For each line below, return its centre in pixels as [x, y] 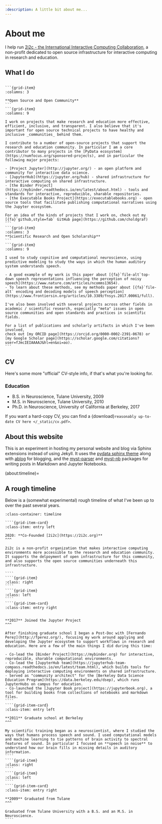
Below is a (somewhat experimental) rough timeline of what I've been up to [80, 500]
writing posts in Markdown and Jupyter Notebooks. [56, 464]
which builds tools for [126, 667]
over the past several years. [33, 506]
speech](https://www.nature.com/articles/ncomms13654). [62, 283]
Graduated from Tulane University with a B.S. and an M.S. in [69, 812]
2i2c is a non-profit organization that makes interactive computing [77, 548]
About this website [34, 437]
